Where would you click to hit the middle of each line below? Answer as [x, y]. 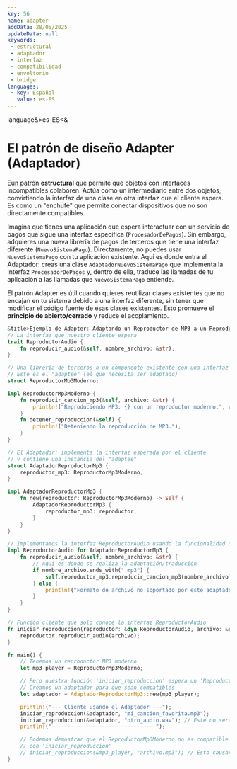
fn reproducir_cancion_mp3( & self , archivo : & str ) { [97, 400]
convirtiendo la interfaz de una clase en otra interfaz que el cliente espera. [116, 198]
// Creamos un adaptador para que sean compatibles [97, 688]
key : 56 [19, 14]
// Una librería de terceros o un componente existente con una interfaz [118, 368]
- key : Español [32, 93]
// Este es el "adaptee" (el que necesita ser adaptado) [93, 375]
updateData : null [33, 34]
